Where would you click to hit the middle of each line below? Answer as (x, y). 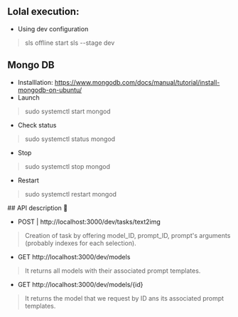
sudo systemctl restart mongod (71, 194)
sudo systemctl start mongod (68, 111)
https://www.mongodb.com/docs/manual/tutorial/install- (137, 82)
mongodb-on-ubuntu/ (50, 90)
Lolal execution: (43, 12)
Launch (29, 97)
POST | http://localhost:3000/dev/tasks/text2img (89, 222)
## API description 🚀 (38, 208)
